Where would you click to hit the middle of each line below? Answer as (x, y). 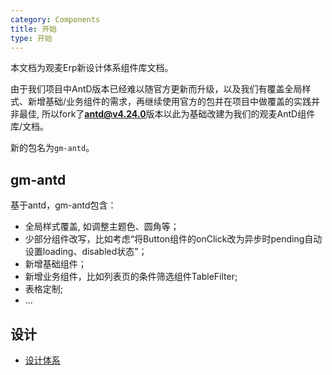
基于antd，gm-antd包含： (63, 205)
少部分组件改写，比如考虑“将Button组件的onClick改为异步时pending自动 (173, 239)
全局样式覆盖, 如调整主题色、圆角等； (102, 227)
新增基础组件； (55, 264)
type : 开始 (31, 38)
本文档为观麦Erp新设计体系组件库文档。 (92, 68)
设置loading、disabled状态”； (86, 252)
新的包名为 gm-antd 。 (52, 148)
